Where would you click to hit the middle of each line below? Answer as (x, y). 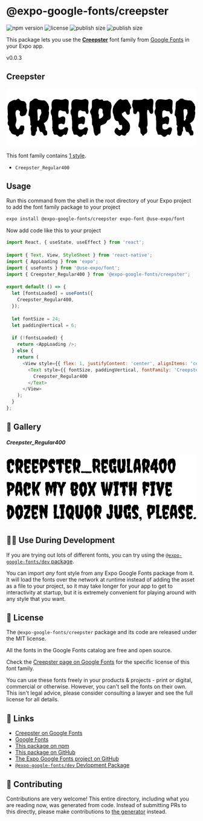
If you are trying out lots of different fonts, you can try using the (85, 555)
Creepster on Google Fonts (49, 733)
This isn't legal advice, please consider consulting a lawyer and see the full (100, 693)
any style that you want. (36, 599)
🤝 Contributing (34, 784)
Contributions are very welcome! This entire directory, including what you (98, 799)
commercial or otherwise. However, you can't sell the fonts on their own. (96, 687)
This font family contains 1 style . (46, 155)
